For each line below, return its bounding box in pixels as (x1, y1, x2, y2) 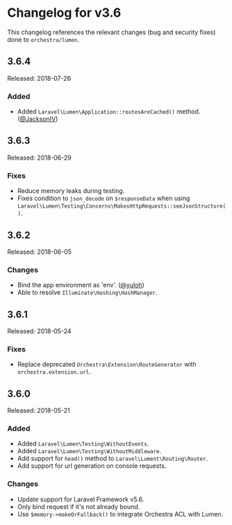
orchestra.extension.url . (17, 367, 92, 376)
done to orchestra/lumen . (7, 35, 80, 43)
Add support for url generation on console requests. (17, 462, 167, 470)
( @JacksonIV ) (17, 115, 58, 123)
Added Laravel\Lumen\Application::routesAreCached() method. (17, 107, 201, 116)
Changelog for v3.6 (7, 5, 122, 21)
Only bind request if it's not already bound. (17, 502, 140, 510)
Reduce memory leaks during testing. (17, 187, 125, 195)
